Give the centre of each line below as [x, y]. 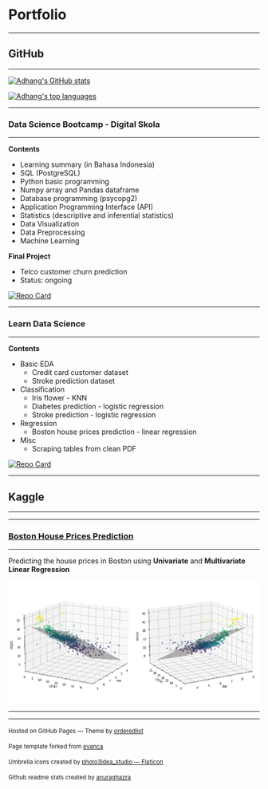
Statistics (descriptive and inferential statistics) [97, 215]
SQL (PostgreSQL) [50, 173]
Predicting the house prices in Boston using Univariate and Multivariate [127, 561]
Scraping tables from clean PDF [84, 449]
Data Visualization [49, 224]
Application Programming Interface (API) [87, 207]
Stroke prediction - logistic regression [94, 415]
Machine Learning [49, 241]
